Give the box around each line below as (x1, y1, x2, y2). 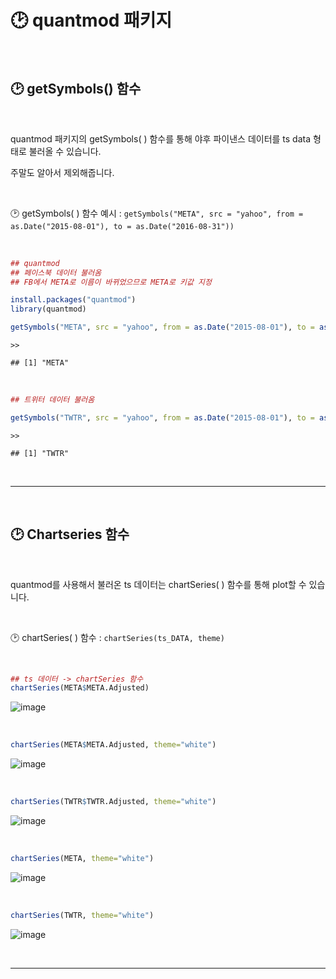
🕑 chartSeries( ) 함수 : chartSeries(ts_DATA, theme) (10, 631, 225, 643)
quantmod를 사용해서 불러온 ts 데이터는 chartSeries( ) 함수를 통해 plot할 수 (10, 578, 307, 590)
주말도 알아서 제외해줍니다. (10, 166, 115, 178)
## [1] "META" (10, 358, 70, 368)
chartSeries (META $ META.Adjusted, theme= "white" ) (10, 740, 217, 750)
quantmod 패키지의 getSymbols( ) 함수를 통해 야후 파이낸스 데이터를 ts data (10, 132, 312, 145)
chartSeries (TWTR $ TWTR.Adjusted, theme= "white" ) (10, 797, 217, 807)
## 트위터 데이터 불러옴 (10, 395, 95, 405)
